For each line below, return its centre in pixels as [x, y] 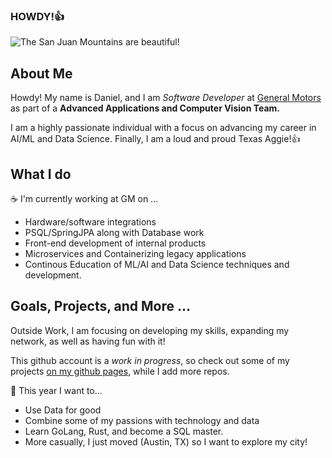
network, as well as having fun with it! [88, 341]
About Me [41, 73]
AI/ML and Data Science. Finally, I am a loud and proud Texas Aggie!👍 [155, 139]
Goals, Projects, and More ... [101, 306]
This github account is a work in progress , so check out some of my [150, 360]
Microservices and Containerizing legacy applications [135, 253]
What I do [41, 174]
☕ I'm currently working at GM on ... [84, 198]
